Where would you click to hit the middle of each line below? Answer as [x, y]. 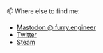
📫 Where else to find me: [43, 11]
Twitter [27, 35]
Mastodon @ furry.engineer [56, 27]
